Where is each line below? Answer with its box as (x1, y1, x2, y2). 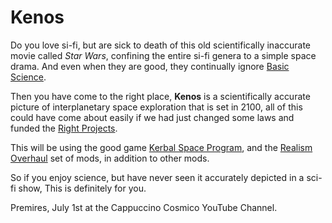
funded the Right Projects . (10, 122, 118, 134)
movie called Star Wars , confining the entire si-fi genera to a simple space (10, 49, 317, 61)
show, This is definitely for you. (18, 182, 147, 194)
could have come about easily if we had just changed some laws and (10, 111, 295, 123)
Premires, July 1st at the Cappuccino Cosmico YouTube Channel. (10, 201, 278, 213)
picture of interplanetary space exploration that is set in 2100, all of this (10, 101, 303, 113)
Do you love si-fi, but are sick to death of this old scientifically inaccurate (10, 39, 312, 51)
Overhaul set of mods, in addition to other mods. (10, 152, 210, 164)
